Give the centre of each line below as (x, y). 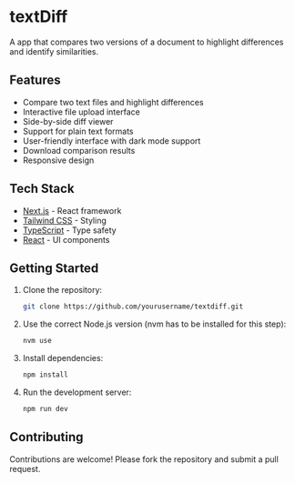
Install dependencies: (63, 358)
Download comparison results (79, 150)
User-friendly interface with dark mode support (112, 141)
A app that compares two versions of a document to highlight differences (147, 42)
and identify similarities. (54, 51)
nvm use (37, 341)
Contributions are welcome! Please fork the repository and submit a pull (144, 459)
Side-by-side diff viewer (68, 121)
